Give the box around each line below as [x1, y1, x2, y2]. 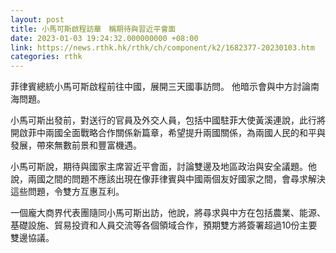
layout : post [10, 14, 65, 25]
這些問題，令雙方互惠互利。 [10, 186, 125, 198]
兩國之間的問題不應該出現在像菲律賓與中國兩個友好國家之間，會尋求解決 [27, 173, 326, 185]
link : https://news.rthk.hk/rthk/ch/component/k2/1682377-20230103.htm [10, 42, 315, 53]
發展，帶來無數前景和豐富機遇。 [10, 139, 142, 151]
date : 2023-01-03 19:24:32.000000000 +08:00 [10, 33, 199, 43]
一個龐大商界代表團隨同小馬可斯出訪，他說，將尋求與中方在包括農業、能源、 [10, 207, 326, 219]
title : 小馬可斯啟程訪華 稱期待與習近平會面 [10, 24, 177, 34]
